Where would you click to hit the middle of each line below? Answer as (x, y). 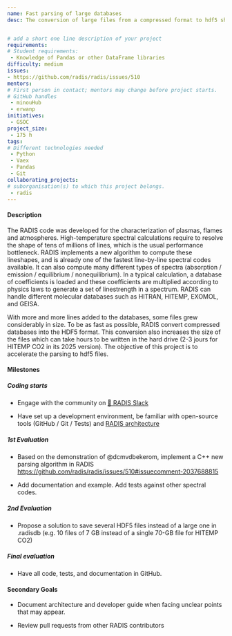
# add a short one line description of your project (85, 39)
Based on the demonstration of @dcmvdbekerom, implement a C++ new (120, 457)
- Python (23, 154)
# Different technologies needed (55, 148)
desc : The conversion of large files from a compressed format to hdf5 (112, 20)
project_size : (28, 129)
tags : (15, 141)
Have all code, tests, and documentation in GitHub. (89, 574)
